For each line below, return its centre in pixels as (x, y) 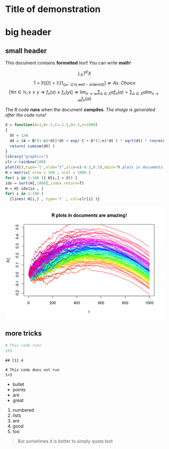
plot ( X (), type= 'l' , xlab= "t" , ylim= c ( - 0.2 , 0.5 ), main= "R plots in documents (84, 167)
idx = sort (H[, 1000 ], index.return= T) (45, 183)
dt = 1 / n (19, 135)
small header (26, 51)
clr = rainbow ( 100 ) (26, 162)
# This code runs (23, 345)
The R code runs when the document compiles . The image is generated (80, 110)
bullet (18, 384)
